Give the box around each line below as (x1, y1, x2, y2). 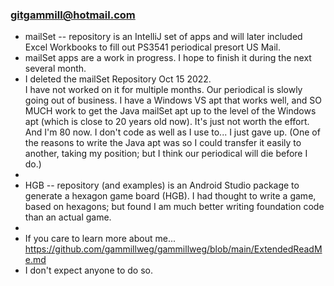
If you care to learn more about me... (24, 233, 176, 245)
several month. (24, 63, 87, 75)
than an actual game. (24, 211, 112, 223)
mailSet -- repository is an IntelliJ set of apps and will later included (24, 31, 303, 43)
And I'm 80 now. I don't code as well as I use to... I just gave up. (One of (24, 126, 321, 138)
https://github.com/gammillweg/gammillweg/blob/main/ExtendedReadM (24, 243, 323, 255)
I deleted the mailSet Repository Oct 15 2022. (24, 73, 212, 85)
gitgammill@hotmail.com (10, 8, 136, 22)
